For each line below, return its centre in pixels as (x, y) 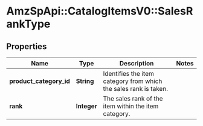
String (85, 81)
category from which (133, 81)
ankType (28, 24)
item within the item (131, 106)
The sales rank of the (133, 98)
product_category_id (40, 81)
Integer (87, 106)
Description (137, 63)
